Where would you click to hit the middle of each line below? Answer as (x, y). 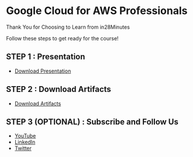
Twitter (23, 148)
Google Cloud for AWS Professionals (97, 11)
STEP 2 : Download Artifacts (58, 89)
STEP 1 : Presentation (46, 57)
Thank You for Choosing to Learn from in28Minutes (68, 27)
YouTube (25, 136)
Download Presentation (43, 71)
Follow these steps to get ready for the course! (62, 38)
